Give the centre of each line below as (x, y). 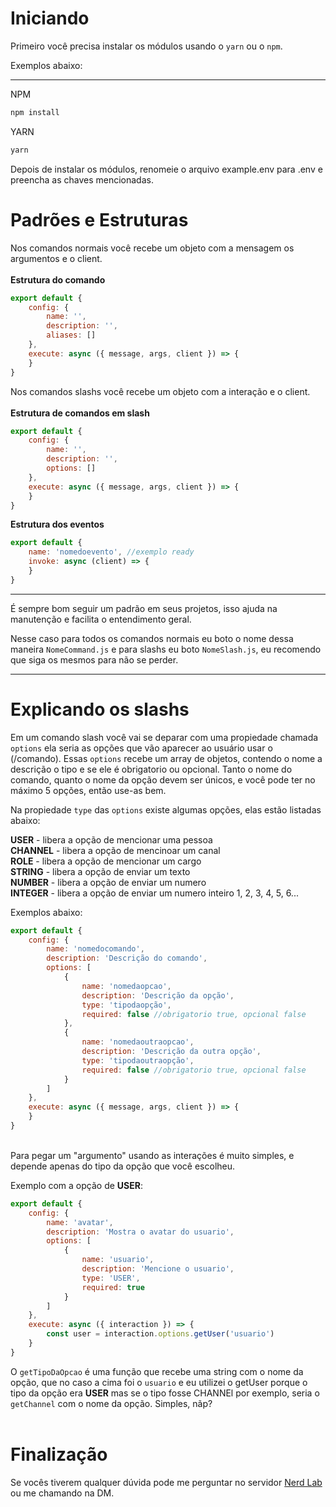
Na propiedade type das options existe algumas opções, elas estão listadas (166, 809)
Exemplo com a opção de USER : (76, 1185)
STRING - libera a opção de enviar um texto (100, 871)
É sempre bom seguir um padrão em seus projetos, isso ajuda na (144, 608)
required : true (113, 1287)
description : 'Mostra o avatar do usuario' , (140, 1232)
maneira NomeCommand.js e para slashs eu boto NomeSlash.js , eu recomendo (166, 649)
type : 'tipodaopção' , (126, 1005)
